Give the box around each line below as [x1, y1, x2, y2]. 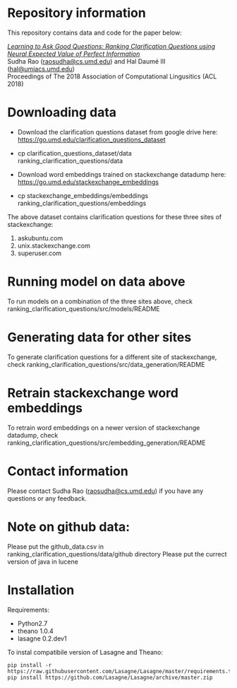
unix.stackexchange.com [17, 241, 90, 250]
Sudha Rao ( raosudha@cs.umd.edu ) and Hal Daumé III [7, 57, 166, 65]
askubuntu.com [17, 233, 63, 242]
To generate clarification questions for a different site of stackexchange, [7, 352, 217, 361]
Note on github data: [7, 518, 130, 535]
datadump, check [7, 431, 59, 439]
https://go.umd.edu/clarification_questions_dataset [17, 135, 166, 144]
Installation [7, 582, 75, 598]
